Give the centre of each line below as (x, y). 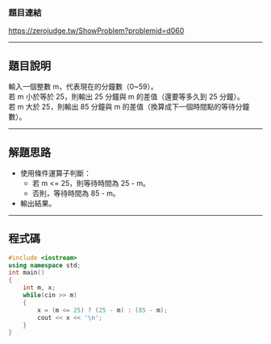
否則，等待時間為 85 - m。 (76, 193)
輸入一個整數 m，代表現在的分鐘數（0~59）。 (83, 87)
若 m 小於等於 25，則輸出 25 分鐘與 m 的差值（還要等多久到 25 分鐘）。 (126, 97)
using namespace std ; (45, 265)
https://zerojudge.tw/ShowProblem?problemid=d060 (96, 31)
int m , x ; (40, 288)
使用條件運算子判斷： (55, 173)
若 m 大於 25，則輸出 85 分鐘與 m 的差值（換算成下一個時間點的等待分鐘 (129, 107)
